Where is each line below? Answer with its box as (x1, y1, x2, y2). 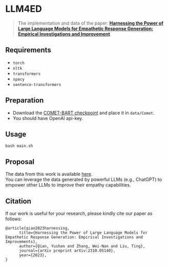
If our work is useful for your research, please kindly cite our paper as (5, 211, 153, 216)
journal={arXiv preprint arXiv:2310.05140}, (18, 248, 116, 253)
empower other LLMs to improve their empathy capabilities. (5, 182, 131, 188)
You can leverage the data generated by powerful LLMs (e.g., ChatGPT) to (5, 176, 162, 182)
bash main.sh (5, 143, 33, 149)
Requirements (5, 46, 51, 54)
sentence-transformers (12, 82, 61, 87)
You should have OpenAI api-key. (12, 115, 83, 121)
